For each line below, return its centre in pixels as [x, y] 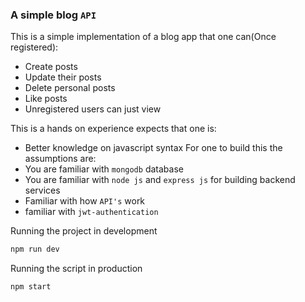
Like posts [46, 99]
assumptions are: [60, 159]
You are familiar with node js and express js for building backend [160, 180]
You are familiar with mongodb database [104, 169]
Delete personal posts [70, 88]
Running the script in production [76, 269]
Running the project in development [84, 231]
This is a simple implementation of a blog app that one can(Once [143, 37]
